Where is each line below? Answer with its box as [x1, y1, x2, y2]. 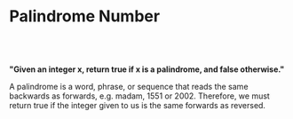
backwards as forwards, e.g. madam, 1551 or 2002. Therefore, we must [9, 91, 271, 101]
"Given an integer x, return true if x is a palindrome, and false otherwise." [9, 64, 285, 75]
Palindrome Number [9, 6, 161, 27]
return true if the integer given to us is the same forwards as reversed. [9, 99, 266, 110]
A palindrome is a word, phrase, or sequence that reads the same [9, 81, 249, 91]
